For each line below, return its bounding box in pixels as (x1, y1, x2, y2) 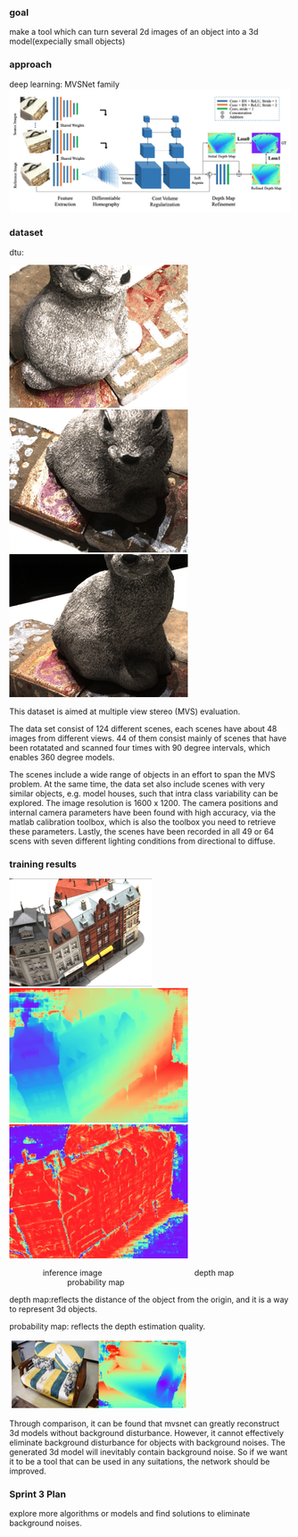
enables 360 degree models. (9, 752, 115, 762)
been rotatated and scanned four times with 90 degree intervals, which (9, 742, 270, 752)
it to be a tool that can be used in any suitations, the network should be (9, 1457, 270, 1467)
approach (9, 58, 52, 71)
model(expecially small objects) (9, 36, 126, 46)
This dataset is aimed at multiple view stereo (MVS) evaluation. (9, 706, 241, 717)
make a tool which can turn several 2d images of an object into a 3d (9, 27, 259, 38)
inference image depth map (42, 1267, 235, 1279)
